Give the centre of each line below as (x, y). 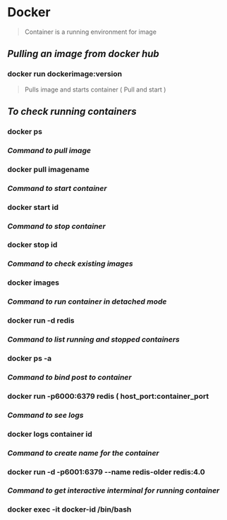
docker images (33, 283)
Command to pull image (49, 150)
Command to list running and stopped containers (93, 340)
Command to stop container (56, 226)
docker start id (33, 207)
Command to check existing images (70, 264)
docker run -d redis (41, 321)
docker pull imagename (48, 169)
